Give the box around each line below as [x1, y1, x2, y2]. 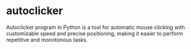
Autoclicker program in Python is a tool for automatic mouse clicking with [6, 24, 185, 31]
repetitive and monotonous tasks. [6, 36, 88, 43]
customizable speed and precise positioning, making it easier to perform [6, 30, 183, 37]
